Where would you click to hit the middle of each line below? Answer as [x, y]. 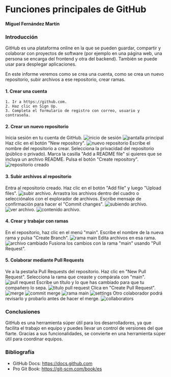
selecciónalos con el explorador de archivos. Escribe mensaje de [73, 198]
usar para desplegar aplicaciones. [41, 64]
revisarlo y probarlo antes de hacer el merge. [53, 299]
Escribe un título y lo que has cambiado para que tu [90, 282]
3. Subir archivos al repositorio [38, 177]
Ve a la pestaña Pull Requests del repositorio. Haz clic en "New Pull [76, 272]
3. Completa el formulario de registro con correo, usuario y [73, 111]
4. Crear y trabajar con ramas [37, 221]
